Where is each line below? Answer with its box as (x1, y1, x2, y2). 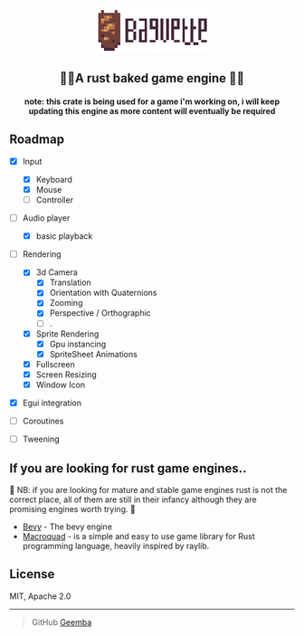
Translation (49, 277, 92, 288)
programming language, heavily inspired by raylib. (22, 540, 210, 551)
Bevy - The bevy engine (22, 521, 113, 532)
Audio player (22, 213, 71, 223)
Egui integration (22, 397, 82, 408)
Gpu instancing (49, 338, 107, 349)
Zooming (49, 298, 83, 309)
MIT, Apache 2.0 (9, 591, 71, 602)
